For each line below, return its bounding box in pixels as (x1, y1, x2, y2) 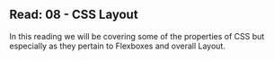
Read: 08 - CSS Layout (9, 7, 138, 22)
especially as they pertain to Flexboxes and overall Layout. (9, 40, 226, 51)
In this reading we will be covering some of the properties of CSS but (9, 30, 265, 41)
